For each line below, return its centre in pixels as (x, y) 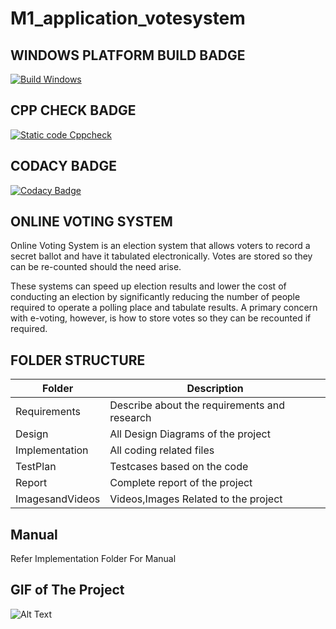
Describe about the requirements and (197, 405)
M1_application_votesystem (128, 18)
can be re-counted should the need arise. (96, 267)
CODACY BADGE (63, 166)
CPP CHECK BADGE (73, 110)
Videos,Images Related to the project (196, 499)
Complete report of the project (181, 483)
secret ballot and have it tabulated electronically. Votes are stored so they (161, 256)
